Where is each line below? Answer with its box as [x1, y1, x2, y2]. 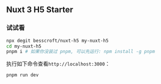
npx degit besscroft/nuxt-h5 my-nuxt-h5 [6, 38, 109, 43]
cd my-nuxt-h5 [6, 43, 42, 49]
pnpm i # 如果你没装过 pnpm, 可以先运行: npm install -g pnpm [6, 49, 155, 55]
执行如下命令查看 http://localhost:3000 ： [6, 60, 111, 67]
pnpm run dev [6, 72, 39, 78]
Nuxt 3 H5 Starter [6, 5, 73, 15]
